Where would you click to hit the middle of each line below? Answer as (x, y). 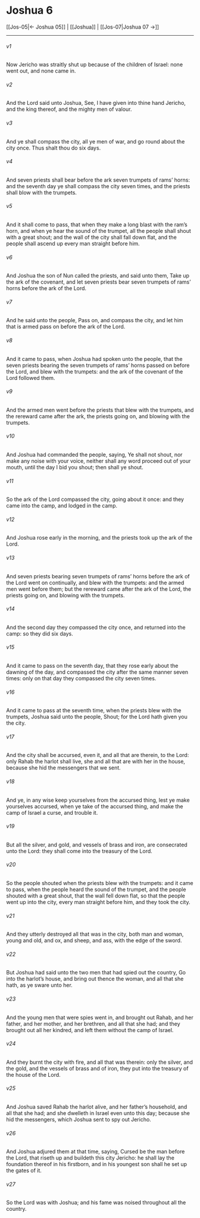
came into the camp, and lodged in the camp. (62, 506)
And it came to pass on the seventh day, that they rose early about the (92, 665)
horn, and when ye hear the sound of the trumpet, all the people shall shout (99, 230)
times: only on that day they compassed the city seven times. (81, 678)
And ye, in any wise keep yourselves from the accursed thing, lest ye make (98, 800)
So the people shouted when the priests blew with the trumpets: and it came (100, 883)
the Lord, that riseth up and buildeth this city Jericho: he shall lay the (90, 1158)
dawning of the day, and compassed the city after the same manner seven (97, 672)
